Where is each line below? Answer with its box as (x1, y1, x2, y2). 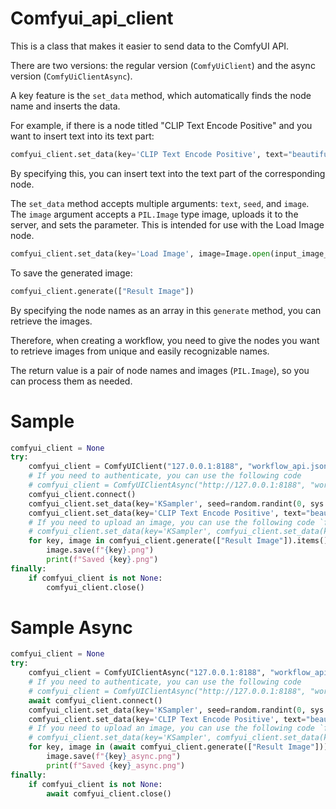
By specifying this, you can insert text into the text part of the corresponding (10, 167, 326, 179)
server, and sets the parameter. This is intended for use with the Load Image (10, 218, 325, 231)
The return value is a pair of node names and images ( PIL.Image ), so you (10, 364, 310, 376)
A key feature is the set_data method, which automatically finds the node (10, 89, 312, 101)
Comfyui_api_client (10, 7, 174, 30)
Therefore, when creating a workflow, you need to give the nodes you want (10, 334, 320, 346)
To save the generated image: (10, 267, 133, 279)
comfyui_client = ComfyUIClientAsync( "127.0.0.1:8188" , (28, 668, 267, 678)
